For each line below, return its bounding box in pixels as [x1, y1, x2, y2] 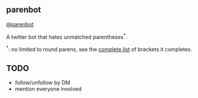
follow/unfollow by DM [14, 79, 70, 86]
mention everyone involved [14, 85, 82, 92]
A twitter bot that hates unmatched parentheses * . [6, 32, 128, 41]
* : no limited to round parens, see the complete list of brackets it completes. [6, 45, 193, 53]
